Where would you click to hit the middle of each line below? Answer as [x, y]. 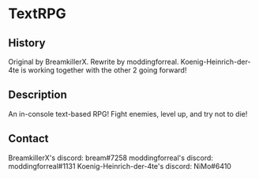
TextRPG [38, 14]
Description [38, 95]
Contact [28, 139]
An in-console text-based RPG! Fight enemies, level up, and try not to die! [128, 114]
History [27, 43]
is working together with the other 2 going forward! [104, 70]
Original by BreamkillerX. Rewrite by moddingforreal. [94, 62]
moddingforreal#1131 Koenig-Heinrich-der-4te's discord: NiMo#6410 [120, 166]
